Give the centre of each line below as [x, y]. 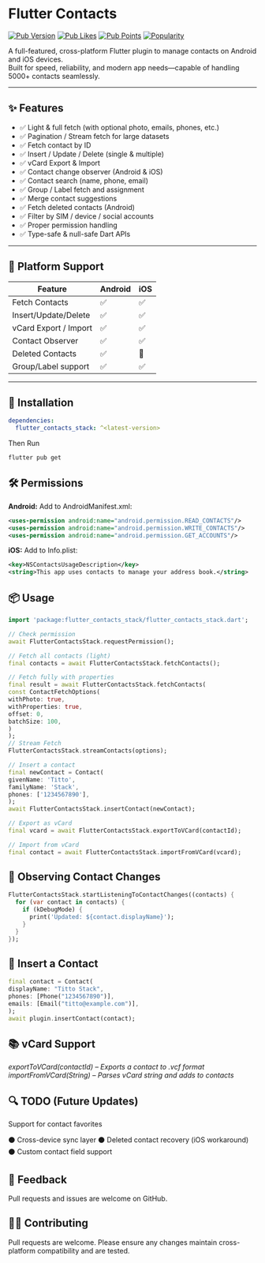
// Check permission [42, 634]
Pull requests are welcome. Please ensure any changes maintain [113, 1242]
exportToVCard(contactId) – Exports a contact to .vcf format [106, 1067]
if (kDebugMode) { [52, 910]
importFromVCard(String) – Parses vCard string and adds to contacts [121, 1075]
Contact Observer [45, 340]
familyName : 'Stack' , [44, 787]
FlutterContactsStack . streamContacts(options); [88, 751]
